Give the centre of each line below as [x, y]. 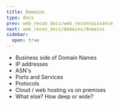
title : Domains [26, 12]
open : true [26, 40]
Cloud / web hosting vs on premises [60, 90]
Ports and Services [39, 77]
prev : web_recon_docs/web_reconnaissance [60, 23]
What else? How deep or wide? [54, 96]
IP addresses [31, 64]
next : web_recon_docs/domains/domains [56, 29]
